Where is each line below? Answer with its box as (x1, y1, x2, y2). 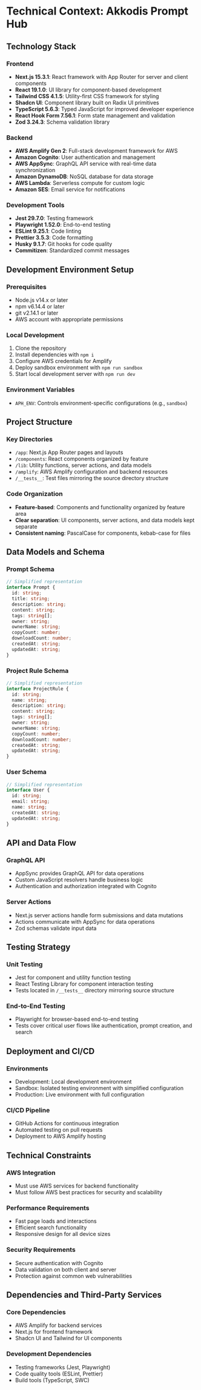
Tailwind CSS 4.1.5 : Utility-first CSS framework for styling (15, 92, 159, 99)
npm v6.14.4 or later (15, 303, 65, 310)
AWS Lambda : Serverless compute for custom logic (15, 179, 145, 187)
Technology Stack (6, 41, 76, 52)
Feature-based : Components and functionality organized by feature (15, 503, 185, 510)
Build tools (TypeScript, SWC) (15, 1376, 90, 1383)
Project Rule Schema (6, 666, 69, 675)
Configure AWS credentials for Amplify (15, 358, 112, 365)
